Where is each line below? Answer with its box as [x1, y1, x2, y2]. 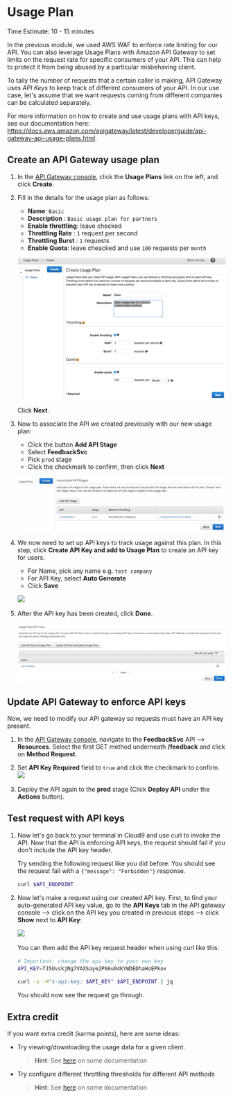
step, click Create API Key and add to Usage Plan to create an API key [17, 546, 219, 554]
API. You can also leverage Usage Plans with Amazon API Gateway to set [7, 48, 216, 56]
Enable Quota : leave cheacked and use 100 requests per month [27, 244, 207, 252]
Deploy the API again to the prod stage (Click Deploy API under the [17, 785, 210, 793]
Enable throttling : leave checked [27, 222, 122, 230]
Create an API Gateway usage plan [7, 154, 159, 166]
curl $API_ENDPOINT [17, 881, 74, 888]
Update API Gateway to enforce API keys [7, 696, 187, 708]
